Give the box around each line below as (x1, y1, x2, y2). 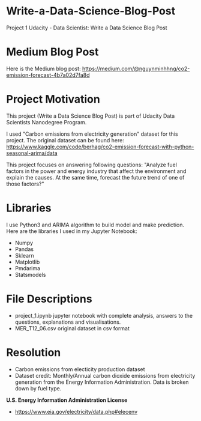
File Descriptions (6, 292, 92, 306)
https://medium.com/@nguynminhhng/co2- (82, 65, 190, 72)
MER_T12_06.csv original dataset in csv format (14, 324, 130, 332)
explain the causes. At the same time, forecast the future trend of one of (6, 174, 185, 181)
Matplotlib (14, 258, 40, 265)
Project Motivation (6, 92, 100, 106)
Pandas (14, 245, 34, 253)
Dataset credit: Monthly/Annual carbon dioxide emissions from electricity (14, 372, 196, 379)
